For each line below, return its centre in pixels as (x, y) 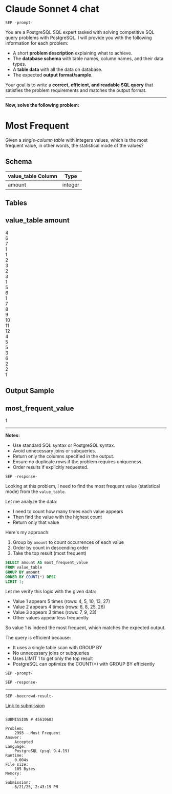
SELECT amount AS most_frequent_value (47, 563)
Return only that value (36, 522)
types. (19, 64)
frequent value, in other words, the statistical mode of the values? (74, 145)
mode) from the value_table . (36, 491)
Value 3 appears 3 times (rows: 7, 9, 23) (55, 612)
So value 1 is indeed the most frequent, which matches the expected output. (85, 628)
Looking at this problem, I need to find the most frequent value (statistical (83, 486)
